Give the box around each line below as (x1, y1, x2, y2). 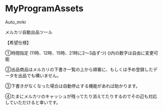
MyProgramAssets (5, 3, 84, 14)
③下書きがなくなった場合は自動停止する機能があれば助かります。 (5, 83, 140, 88)
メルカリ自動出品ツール (5, 29, 53, 35)
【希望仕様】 (5, 40, 31, 45)
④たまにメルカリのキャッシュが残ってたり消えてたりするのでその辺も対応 (5, 93, 158, 99)
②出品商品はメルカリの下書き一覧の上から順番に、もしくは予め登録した (5, 66, 154, 72)
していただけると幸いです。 (5, 99, 61, 105)
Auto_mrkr (5, 19, 27, 25)
